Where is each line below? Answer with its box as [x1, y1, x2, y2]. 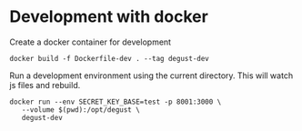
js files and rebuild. [9, 79, 81, 90]
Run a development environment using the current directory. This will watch [9, 70, 294, 81]
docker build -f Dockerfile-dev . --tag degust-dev [9, 54, 209, 63]
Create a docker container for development [9, 36, 171, 47]
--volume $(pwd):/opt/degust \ [21, 105, 141, 115]
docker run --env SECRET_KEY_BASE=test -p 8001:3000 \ [9, 97, 222, 106]
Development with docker [9, 6, 209, 27]
